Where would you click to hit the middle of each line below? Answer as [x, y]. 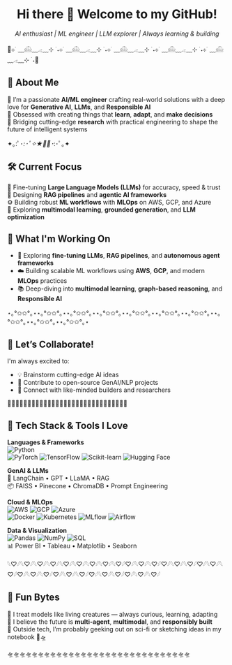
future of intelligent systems [47, 129]
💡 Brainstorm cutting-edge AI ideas [68, 375]
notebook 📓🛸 [27, 637]
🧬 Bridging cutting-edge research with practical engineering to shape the [113, 122]
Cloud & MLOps [30, 502]
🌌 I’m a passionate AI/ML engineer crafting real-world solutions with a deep [116, 99]
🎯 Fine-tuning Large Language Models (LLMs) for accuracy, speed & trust [114, 187]
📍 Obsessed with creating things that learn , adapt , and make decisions [110, 114]
